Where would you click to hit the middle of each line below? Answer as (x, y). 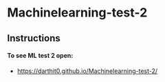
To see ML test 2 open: (40, 56)
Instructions (34, 38)
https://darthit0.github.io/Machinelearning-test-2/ (87, 71)
